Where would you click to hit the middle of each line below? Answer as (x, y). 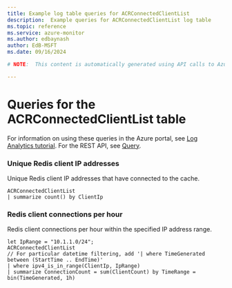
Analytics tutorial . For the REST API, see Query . (74, 145)
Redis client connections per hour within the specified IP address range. (109, 229)
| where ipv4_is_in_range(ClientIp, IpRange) (74, 266)
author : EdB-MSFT (32, 45)
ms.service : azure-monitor (46, 33)
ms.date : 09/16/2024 (37, 52)
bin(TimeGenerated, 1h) (41, 278)
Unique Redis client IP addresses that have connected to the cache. (104, 178)
